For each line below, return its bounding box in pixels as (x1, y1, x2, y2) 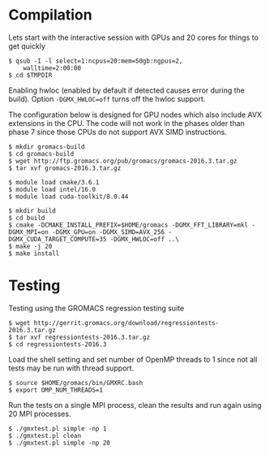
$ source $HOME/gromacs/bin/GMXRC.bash (8, 379, 144, 387)
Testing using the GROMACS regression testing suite (8, 303, 185, 313)
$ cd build (8, 214, 45, 222)
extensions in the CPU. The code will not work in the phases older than (8, 118, 245, 128)
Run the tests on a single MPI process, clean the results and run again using (8, 400, 262, 409)
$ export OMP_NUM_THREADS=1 (8, 386, 104, 394)
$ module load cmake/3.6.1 (8, 178, 100, 186)
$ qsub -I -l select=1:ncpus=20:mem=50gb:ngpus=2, (8, 57, 183, 65)
